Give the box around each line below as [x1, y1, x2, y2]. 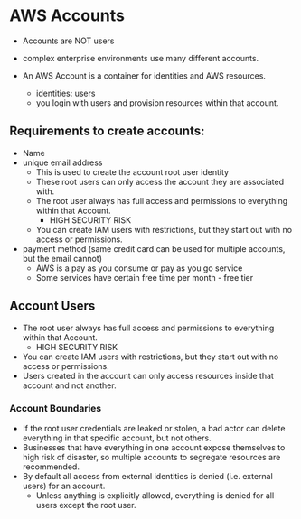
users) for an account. [22, 480, 106, 491]
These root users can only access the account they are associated [35, 176, 285, 187]
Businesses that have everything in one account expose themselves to [22, 441, 286, 452]
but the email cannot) [22, 253, 102, 264]
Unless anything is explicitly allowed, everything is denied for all [35, 489, 275, 501]
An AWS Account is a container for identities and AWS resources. [22, 70, 267, 81]
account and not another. [22, 380, 117, 391]
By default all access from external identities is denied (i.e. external [22, 470, 273, 481]
